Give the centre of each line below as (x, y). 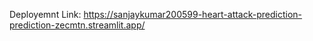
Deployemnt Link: (45, 14)
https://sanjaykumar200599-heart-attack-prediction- (193, 14)
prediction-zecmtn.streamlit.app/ (77, 25)
